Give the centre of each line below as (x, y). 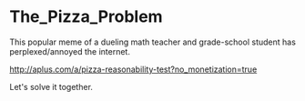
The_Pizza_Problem (86, 17)
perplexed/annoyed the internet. (70, 51)
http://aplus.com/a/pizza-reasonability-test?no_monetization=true (133, 69)
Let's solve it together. (51, 86)
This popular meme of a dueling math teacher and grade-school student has (152, 42)
